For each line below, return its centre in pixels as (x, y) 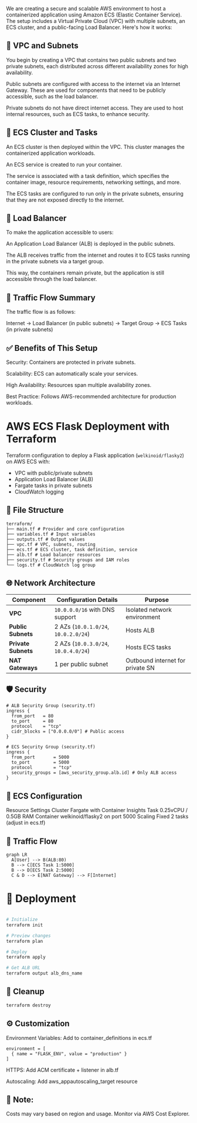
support (65, 617)
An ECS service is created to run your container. (64, 164)
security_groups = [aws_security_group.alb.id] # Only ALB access (94, 773)
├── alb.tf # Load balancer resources (53, 555)
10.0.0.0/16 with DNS (84, 609)
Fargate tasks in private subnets (53, 486)
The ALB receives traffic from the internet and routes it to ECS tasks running (98, 255)
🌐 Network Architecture (51, 583)
